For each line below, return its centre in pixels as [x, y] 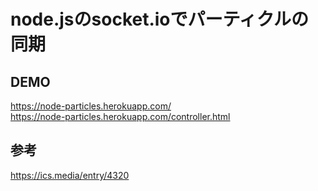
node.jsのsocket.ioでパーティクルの [160, 19]
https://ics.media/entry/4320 [70, 175]
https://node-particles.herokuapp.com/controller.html [120, 116]
